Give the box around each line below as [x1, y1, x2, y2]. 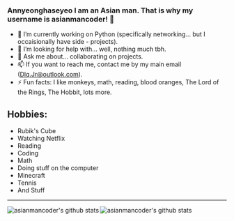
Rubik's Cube [17, 127, 56, 135]
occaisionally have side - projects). [17, 38, 118, 46]
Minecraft [17, 172, 45, 180]
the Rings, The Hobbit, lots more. [17, 88, 113, 96]
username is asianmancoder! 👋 [7, 14, 115, 24]
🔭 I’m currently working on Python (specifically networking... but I [17, 30, 205, 38]
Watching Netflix [17, 135, 65, 143]
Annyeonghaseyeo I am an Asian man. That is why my [7, 6, 194, 15]
